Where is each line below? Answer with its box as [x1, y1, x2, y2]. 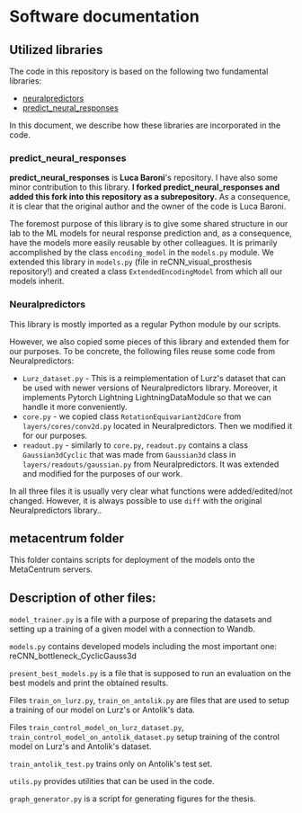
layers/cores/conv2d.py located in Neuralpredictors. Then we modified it [22, 420, 293, 431]
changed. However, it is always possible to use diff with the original [9, 495, 262, 505]
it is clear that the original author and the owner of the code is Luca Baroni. [9, 201, 287, 212]
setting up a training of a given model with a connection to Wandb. [9, 623, 256, 635]
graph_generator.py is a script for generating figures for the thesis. [9, 793, 256, 804]
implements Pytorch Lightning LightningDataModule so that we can [22, 391, 272, 402]
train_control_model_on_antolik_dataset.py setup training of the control [9, 731, 280, 743]
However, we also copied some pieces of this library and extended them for [9, 335, 289, 347]
